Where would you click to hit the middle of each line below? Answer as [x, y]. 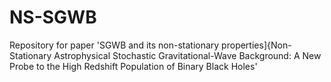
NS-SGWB [53, 17]
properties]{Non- [256, 45]
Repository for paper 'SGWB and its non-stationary [114, 45]
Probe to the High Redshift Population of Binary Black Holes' [133, 66]
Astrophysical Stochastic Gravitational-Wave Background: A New [187, 55]
